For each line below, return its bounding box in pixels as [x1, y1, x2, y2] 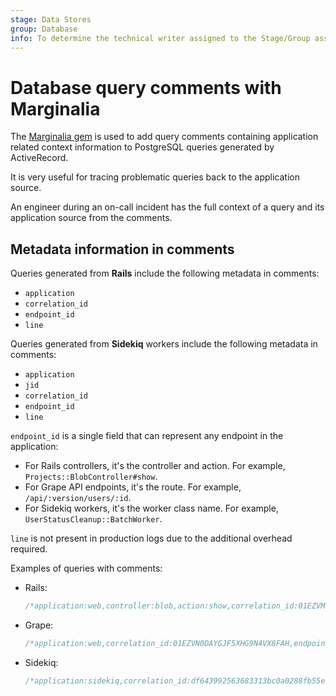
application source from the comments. [10, 212, 173, 224]
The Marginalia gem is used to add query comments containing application [10, 131, 319, 143]
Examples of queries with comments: [10, 562, 163, 575]
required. [10, 543, 48, 555]
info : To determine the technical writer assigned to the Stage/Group [10, 33, 311, 43]
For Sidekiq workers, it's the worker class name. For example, [24, 502, 279, 515]
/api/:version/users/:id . [24, 492, 132, 504]
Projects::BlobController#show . [24, 471, 158, 483]
